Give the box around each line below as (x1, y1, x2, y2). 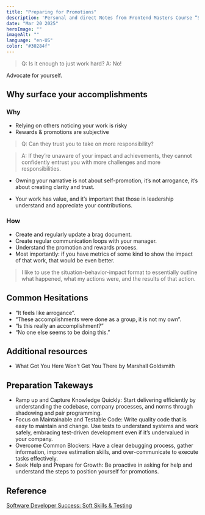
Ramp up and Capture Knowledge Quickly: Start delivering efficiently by (15, 396, 196, 404)
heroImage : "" (6, 26, 43, 32)
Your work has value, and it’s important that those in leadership (15, 195, 174, 202)
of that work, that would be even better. (15, 256, 115, 264)
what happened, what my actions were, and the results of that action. (21, 275, 196, 282)
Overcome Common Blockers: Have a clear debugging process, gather (15, 442, 193, 450)
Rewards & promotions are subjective (15, 128, 109, 135)
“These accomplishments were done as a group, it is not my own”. (15, 316, 182, 323)
